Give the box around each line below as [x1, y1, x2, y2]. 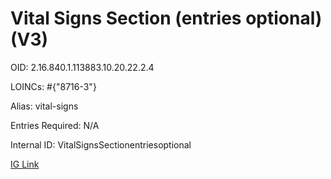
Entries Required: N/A [10, 119, 100, 131]
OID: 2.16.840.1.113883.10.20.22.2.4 [10, 61, 155, 73]
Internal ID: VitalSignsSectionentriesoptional [10, 138, 192, 151]
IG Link [10, 158, 40, 170]
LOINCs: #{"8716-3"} [10, 80, 97, 92]
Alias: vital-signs [10, 100, 79, 112]
